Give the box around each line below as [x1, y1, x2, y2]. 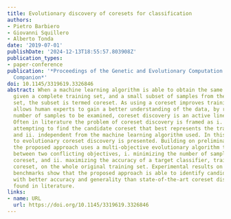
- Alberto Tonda [7, 36, 54, 43]
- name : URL [7, 195, 41, 203]
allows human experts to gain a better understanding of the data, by [13, 106, 220, 113]
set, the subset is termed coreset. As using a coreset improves [13, 100, 205, 106]
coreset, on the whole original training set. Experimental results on [13, 163, 223, 170]
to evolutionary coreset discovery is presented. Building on [13, 138, 195, 145]
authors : [7, 16, 32, 23]
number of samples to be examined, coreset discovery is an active [13, 112, 211, 119]
